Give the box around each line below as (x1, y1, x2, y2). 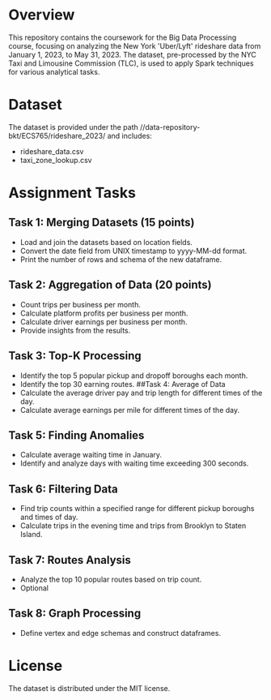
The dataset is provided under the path (8, 122, 139, 131)
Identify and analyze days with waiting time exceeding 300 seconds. (19, 458, 249, 468)
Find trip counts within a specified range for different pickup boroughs (19, 504, 255, 513)
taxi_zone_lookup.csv (19, 155, 92, 165)
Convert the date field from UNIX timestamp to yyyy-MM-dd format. (19, 246, 248, 256)
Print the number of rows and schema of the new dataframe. (19, 254, 222, 264)
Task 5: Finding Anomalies (8, 428, 145, 442)
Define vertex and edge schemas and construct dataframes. (19, 628, 221, 638)
